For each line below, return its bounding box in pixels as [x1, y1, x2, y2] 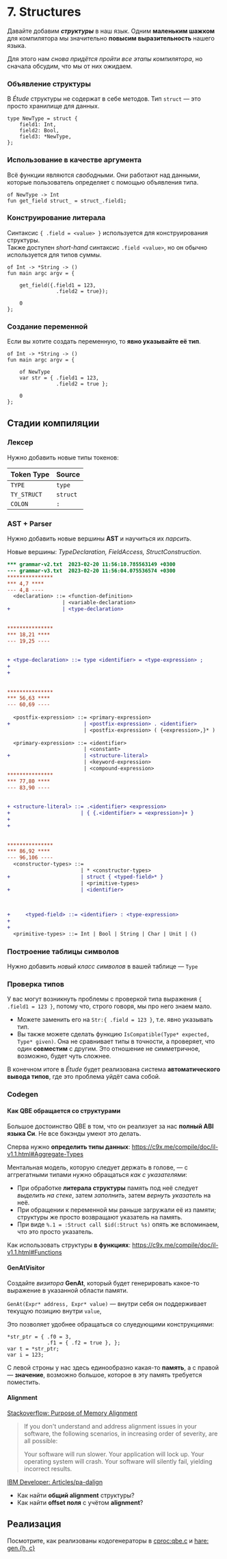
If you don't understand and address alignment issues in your [23, 1422, 197, 1430]
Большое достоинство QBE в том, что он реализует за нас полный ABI [7, 1122, 214, 1130]
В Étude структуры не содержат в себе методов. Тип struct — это [7, 95, 202, 103]
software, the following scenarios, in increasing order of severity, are [23, 1429, 218, 1438]
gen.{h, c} [7, 1544, 36, 1552]
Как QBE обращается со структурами [7, 1106, 121, 1115]
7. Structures [7, 4, 81, 20]
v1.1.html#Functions [7, 1248, 62, 1256]
